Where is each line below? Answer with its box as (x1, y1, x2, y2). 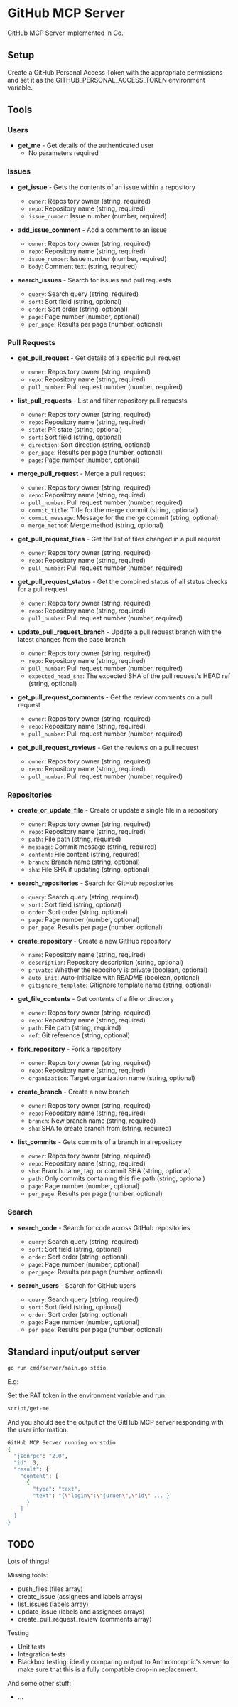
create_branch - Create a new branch (17, 1087, 130, 1096)
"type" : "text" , (33, 1486, 81, 1493)
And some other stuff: (7, 1679, 72, 1688)
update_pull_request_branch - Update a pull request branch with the (17, 628, 222, 636)
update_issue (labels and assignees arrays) (17, 1607, 145, 1616)
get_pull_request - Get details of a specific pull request (17, 354, 181, 362)
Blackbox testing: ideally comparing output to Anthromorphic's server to (17, 1658, 229, 1666)
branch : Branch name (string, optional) (28, 857, 141, 866)
